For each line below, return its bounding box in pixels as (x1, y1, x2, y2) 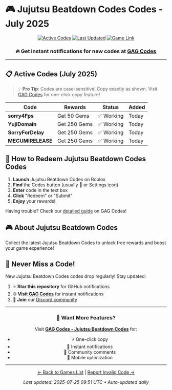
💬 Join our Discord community (12, 297, 78, 303)
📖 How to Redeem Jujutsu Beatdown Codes (5, 155, 146, 163)
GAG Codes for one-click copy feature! (17, 92, 100, 98)
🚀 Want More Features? (56, 314, 116, 321)
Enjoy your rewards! (12, 198, 56, 204)
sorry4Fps (8, 113, 34, 120)
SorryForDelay (8, 129, 45, 136)
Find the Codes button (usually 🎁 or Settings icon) (12, 182, 119, 188)
